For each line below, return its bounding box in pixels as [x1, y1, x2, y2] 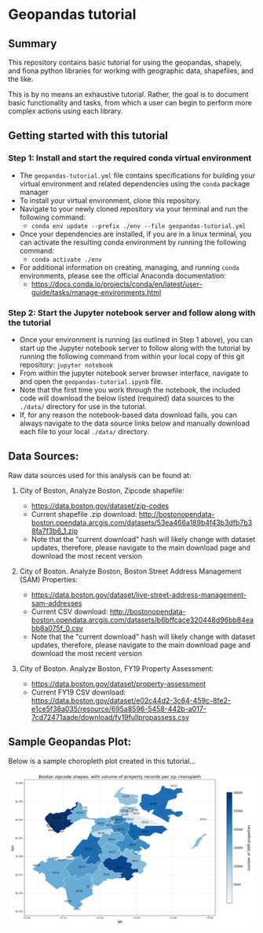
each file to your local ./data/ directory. [19, 426, 149, 436]
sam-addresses [31, 598, 82, 607]
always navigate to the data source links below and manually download [19, 419, 250, 428]
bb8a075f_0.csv [31, 623, 84, 632]
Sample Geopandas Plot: [8, 736, 132, 749]
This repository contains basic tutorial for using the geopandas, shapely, [8, 57, 243, 67]
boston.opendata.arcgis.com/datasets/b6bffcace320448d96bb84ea [31, 615, 254, 625]
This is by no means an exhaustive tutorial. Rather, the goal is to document [8, 90, 249, 99]
